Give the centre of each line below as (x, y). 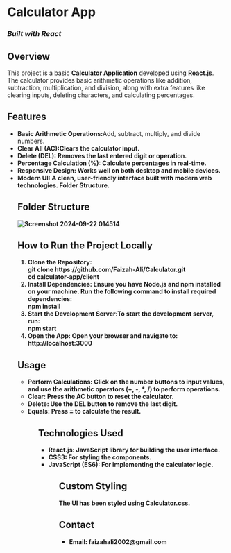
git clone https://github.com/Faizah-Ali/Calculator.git (106, 270)
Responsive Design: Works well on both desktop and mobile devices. (119, 170)
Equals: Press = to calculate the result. (84, 411)
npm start (42, 329)
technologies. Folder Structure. (63, 185)
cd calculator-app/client (63, 277)
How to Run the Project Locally (85, 245)
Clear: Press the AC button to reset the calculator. (101, 397)
